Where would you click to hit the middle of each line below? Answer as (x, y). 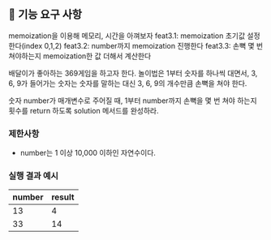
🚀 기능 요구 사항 (45, 15)
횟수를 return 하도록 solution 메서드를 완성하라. (84, 110)
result (63, 197)
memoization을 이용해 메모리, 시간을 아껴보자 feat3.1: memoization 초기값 (127, 36)
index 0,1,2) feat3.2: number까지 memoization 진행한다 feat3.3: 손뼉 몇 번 (144, 45)
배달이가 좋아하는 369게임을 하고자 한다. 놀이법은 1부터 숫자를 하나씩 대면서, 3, (133, 73)
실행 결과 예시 (34, 176)
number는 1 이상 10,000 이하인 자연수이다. (88, 153)
